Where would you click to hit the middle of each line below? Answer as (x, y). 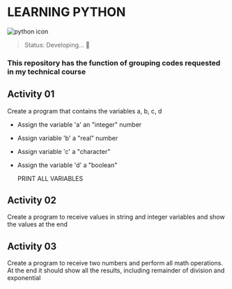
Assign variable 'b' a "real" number (68, 138)
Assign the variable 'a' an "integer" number (79, 124)
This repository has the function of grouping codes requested (114, 63)
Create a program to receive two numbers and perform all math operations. (115, 263)
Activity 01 (31, 94)
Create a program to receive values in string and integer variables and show (116, 217)
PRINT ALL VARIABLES (50, 178)
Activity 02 (32, 200)
